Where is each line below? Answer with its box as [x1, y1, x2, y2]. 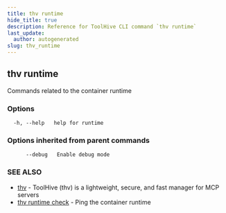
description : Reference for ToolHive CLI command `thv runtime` [7, 23, 197, 30]
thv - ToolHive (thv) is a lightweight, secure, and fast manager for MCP [17, 183, 220, 191]
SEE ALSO [7, 167, 42, 177]
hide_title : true [7, 17, 58, 24]
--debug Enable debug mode [25, 151, 110, 158]
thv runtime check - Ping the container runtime [17, 198, 151, 206]
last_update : [7, 29, 45, 37]
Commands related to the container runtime [7, 86, 132, 94]
